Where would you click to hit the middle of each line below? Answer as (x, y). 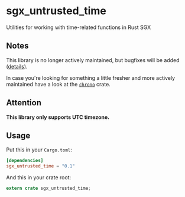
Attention (24, 103)
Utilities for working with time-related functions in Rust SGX (79, 27)
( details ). (17, 66)
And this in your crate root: (39, 177)
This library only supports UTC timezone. (58, 117)
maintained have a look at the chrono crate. (58, 84)
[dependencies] (25, 161)
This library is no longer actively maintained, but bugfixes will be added (93, 60)
